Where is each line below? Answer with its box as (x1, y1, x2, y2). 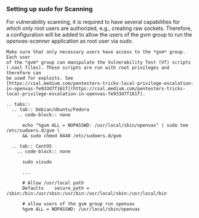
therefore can (6, 70, 42, 76)
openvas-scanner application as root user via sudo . (6, 38, 133, 45)
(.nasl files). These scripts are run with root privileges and (6, 65, 170, 71)
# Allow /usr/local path (22, 180, 84, 186)
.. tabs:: (6, 101, 31, 108)
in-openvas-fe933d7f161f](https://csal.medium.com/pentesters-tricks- (6, 86, 186, 92)
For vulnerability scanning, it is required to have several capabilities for (6, 19, 180, 26)
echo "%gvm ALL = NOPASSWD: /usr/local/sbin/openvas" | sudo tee (22, 122, 188, 129)
